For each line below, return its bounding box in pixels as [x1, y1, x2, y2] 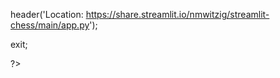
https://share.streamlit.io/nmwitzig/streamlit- [85, 9, 270, 20]
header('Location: [10, 9, 84, 20]
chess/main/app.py [10, 19, 90, 31]
